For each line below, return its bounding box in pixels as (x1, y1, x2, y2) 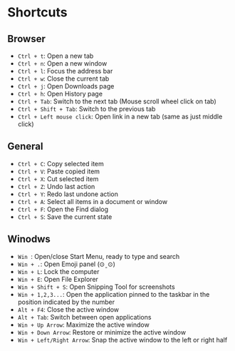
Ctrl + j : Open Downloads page (17, 82, 115, 90)
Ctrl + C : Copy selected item (17, 159, 105, 168)
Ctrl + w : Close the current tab (17, 74, 110, 83)
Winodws (7, 233, 51, 245)
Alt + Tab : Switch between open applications (17, 312, 152, 321)
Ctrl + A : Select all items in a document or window (17, 197, 168, 205)
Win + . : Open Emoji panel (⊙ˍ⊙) (17, 260, 116, 268)
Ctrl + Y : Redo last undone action (17, 190, 119, 198)
